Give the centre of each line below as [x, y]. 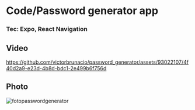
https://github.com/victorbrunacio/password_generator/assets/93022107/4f [97, 62]
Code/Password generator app [82, 11]
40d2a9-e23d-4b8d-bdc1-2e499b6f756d [56, 68]
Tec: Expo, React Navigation [47, 29]
